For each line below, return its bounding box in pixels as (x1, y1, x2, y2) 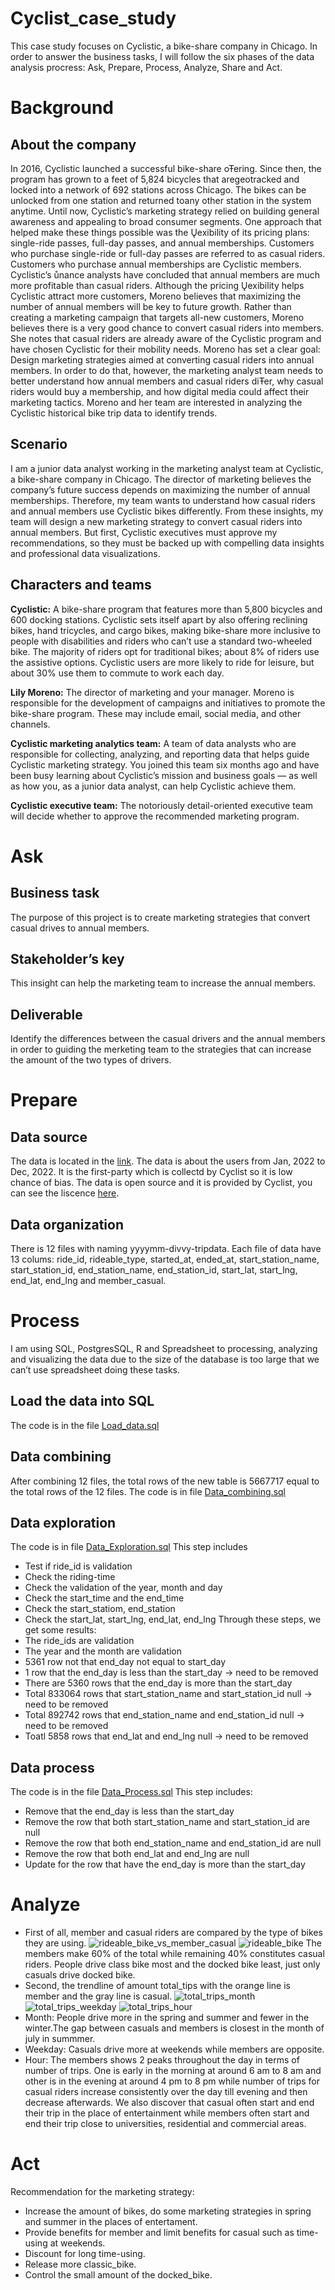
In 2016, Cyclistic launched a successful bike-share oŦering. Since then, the (10, 162, 322, 174)
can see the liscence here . (10, 1187, 120, 1199)
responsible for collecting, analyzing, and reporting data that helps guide (10, 748, 310, 760)
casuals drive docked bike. (24, 1969, 136, 1981)
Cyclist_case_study (10, 7, 177, 30)
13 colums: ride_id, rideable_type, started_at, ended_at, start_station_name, (10, 1253, 320, 1265)
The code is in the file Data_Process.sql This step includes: (10, 1786, 253, 1798)
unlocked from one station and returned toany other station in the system (10, 194, 312, 206)
